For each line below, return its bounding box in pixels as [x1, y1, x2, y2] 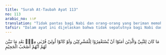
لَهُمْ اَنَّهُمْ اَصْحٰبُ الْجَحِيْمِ [5, 44, 47, 50]
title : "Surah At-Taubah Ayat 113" [5, 7, 79, 12]
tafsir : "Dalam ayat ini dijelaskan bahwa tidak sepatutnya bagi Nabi [5, 25, 154, 30]
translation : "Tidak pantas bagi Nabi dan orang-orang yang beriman [5, 20, 149, 26]
